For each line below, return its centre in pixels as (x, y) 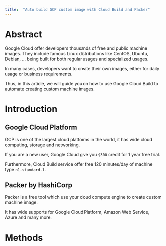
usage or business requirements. (39, 74)
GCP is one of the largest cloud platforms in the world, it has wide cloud (79, 139)
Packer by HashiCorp (39, 185)
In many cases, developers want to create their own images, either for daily (82, 68)
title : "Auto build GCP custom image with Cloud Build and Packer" (78, 10)
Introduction (31, 109)
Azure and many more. (29, 217)
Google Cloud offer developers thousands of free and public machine (76, 48)
